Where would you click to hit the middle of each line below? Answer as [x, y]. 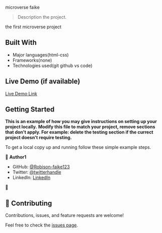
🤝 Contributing [29, 203]
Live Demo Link [21, 93]
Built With [21, 43]
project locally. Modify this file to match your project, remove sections [80, 127]
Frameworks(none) [32, 60]
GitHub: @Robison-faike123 [41, 167]
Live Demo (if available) [43, 81]
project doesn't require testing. [38, 138]
